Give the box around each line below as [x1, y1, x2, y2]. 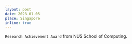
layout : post [5, 7, 32, 12]
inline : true [5, 20, 32, 25]
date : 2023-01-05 [5, 11, 40, 16]
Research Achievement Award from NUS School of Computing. [5, 33, 128, 39]
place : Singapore [5, 16, 40, 21]
